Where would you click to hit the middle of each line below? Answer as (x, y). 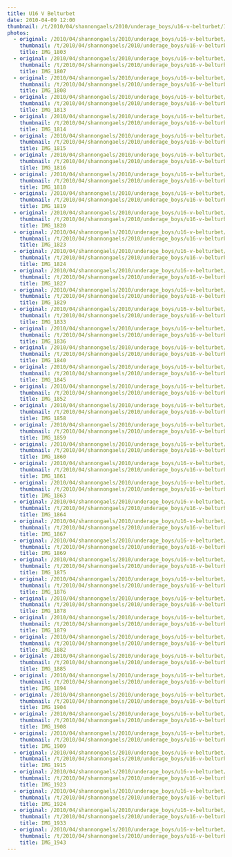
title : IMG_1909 (43, 746)
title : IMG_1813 (43, 110)
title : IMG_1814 (43, 129)
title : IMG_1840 (43, 361)
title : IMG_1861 (43, 476)
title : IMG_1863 (43, 496)
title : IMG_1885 (43, 669)
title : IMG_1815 (43, 149)
